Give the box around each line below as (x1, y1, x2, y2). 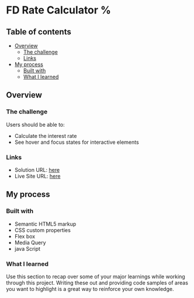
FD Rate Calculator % (6, 4, 112, 17)
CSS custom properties (14, 226, 71, 234)
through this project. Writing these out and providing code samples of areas (6, 279, 189, 286)
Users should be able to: (6, 121, 65, 128)
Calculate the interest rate (14, 132, 77, 139)
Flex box (14, 233, 36, 240)
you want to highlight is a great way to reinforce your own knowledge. (6, 285, 174, 292)
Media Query (14, 239, 46, 246)
